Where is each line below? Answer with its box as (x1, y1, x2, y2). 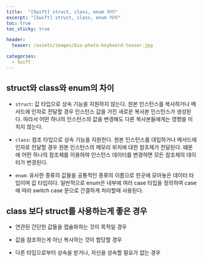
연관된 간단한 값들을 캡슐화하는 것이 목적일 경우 (15, 223, 127, 230)
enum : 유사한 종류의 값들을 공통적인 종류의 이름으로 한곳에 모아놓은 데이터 (15, 171, 188, 179)
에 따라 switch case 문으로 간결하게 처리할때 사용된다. (15, 186, 144, 194)
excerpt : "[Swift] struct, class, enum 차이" (6, 15, 121, 21)
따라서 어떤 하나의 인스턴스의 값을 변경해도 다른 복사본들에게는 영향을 (23, 115, 187, 123)
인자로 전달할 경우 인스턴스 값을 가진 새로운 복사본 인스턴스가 (31, 107, 176, 115)
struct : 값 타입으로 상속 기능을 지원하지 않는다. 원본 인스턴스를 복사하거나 (15, 100, 190, 107)
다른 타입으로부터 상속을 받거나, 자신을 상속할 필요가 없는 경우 (15, 249, 161, 257)
